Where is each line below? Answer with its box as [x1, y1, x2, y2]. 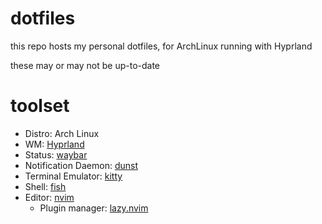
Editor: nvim [24, 191, 75, 203]
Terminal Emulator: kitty [24, 170, 123, 182]
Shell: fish [24, 180, 67, 192]
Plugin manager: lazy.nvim [39, 202, 149, 214]
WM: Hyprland [24, 138, 85, 150]
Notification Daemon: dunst [24, 159, 138, 171]
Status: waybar [24, 148, 88, 161]
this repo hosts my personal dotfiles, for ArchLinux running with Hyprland [10, 40, 313, 52]
